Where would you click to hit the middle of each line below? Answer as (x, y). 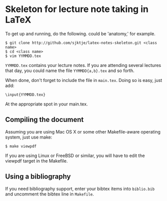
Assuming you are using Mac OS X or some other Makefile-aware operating (83, 131)
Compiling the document (44, 120)
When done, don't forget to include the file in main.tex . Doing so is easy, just (84, 80)
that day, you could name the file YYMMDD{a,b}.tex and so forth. (70, 70)
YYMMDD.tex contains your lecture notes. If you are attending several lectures (83, 65)
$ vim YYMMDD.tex (23, 56)
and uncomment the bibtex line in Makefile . (50, 194)
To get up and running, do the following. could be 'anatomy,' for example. (80, 33)
